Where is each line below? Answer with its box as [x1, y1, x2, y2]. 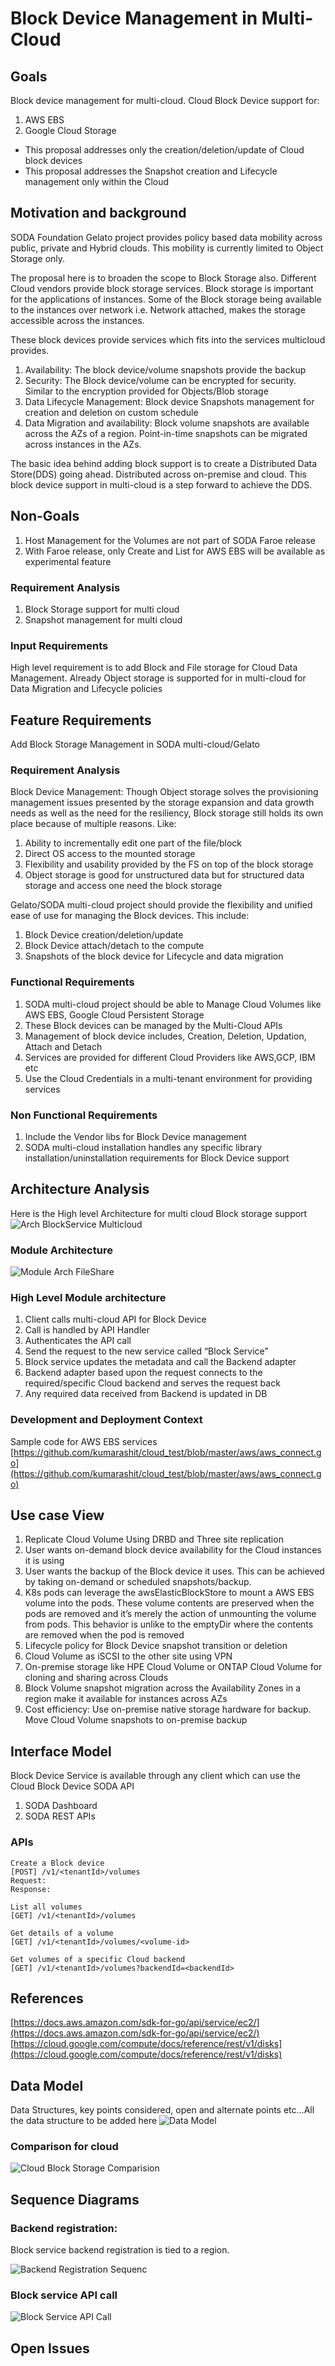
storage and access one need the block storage [24, 880, 223, 892]
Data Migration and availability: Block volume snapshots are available [24, 417, 310, 429]
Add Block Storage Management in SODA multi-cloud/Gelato [10, 738, 260, 751]
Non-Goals [10, 508, 80, 525]
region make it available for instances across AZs [24, 1693, 228, 1705]
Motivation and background [10, 205, 187, 222]
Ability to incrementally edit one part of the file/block [24, 837, 243, 849]
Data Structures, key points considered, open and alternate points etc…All [10, 2104, 315, 2116]
